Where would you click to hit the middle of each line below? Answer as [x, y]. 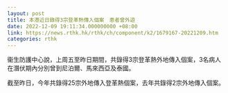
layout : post [26, 13]
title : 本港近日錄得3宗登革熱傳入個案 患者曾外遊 [71, 20]
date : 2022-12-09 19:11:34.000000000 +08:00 [72, 26]
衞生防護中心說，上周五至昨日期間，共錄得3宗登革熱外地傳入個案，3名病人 [114, 60]
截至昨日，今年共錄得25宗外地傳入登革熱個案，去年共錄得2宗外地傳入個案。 [116, 83]
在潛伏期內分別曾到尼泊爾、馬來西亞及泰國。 [71, 68]
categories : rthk [32, 39]
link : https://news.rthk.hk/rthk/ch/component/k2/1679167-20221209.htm [113, 33]
